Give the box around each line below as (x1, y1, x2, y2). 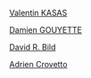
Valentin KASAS (9, 8, 68, 18)
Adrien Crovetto (9, 59, 68, 69)
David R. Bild (9, 42, 56, 52)
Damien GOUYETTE (9, 25, 82, 35)
